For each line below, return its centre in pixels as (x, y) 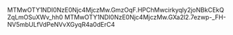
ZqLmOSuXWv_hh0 (35, 17)
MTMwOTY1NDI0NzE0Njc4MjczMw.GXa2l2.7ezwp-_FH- (145, 17)
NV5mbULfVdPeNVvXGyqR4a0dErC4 (61, 24)
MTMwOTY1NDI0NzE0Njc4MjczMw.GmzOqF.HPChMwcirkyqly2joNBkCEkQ (116, 10)
